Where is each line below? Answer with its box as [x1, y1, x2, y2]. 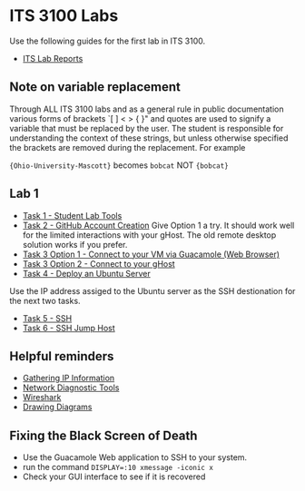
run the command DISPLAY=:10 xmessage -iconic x [22, 462, 213, 473]
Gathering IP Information [22, 373, 115, 384]
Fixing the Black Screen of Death [9, 427, 198, 443]
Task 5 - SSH [22, 312, 73, 323]
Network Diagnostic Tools [22, 382, 120, 393]
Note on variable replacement [9, 79, 182, 95]
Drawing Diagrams [22, 401, 93, 413]
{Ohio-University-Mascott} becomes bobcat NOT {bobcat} [9, 160, 229, 171]
